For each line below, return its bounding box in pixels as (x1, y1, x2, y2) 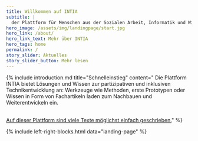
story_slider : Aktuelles (6, 52, 67, 58)
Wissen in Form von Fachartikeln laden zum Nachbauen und (6, 92, 152, 100)
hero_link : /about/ (6, 31, 54, 36)
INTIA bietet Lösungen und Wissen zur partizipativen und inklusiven (6, 80, 171, 87)
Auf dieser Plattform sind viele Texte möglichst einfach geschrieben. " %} (6, 116, 183, 123)
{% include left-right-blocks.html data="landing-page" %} (6, 127, 147, 135)
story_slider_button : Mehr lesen (6, 58, 88, 63)
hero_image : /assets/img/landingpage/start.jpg (6, 25, 126, 31)
